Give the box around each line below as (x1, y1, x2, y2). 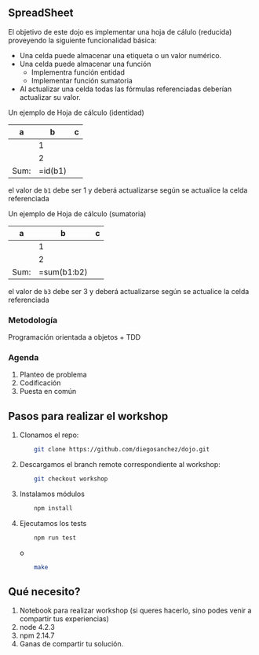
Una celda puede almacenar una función (19, 59, 151, 68)
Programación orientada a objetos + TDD (8, 333, 141, 342)
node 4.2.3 (19, 623, 55, 632)
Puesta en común (19, 387, 77, 396)
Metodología (8, 315, 57, 326)
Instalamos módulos (19, 489, 85, 499)
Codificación (19, 378, 61, 388)
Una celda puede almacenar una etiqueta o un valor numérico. (19, 50, 222, 60)
